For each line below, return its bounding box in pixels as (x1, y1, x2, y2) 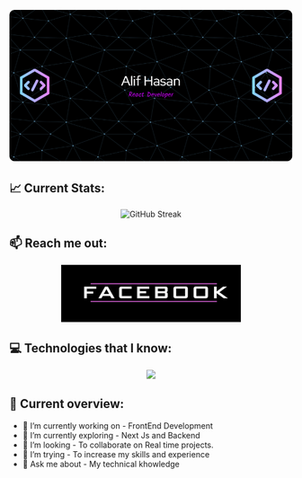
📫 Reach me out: (9, 235, 108, 252)
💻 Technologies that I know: (9, 341, 173, 356)
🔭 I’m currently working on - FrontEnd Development (22, 420, 213, 431)
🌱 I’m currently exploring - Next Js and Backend (22, 429, 200, 440)
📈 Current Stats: (9, 181, 105, 196)
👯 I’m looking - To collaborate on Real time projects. (22, 439, 214, 450)
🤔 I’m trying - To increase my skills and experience (22, 448, 210, 459)
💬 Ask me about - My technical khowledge (22, 458, 180, 469)
